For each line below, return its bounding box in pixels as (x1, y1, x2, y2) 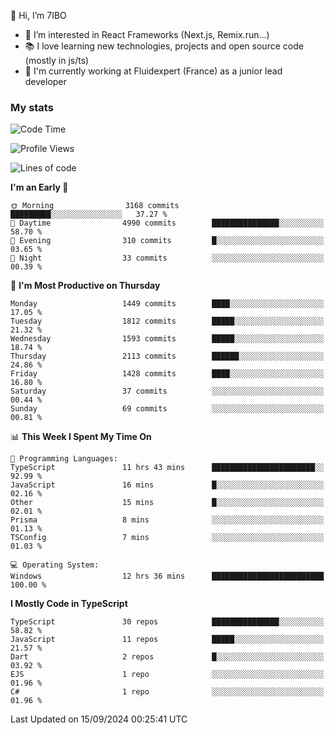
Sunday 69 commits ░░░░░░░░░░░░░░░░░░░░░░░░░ (10, 404, 325, 414)
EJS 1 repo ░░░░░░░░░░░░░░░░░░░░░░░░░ (10, 670, 325, 680)
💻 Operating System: (10, 560, 100, 570)
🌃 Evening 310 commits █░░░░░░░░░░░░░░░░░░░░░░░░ (10, 236, 325, 246)
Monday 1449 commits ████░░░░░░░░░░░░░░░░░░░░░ (10, 299, 325, 309)
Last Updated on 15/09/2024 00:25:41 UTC (10, 713, 188, 725)
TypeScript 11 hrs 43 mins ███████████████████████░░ (10, 463, 325, 473)
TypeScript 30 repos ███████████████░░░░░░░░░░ (10, 617, 325, 627)
